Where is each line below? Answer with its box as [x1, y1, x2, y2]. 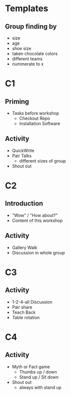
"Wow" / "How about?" [12, 212, 58, 218]
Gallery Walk [12, 244, 38, 251]
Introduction [5, 199, 43, 208]
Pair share [12, 304, 32, 310]
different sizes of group [19, 158, 66, 163]
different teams [12, 56, 43, 61]
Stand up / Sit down [19, 374, 59, 380]
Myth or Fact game [12, 363, 50, 370]
